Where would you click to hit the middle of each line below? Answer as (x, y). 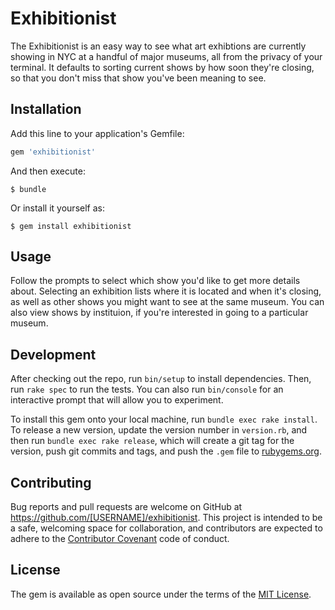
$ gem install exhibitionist (71, 226)
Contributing (51, 482)
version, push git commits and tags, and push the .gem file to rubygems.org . (166, 451)
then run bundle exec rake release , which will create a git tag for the (152, 441)
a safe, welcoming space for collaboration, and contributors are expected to (166, 528)
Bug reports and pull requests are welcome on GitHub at (126, 507)
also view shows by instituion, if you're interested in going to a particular (159, 313)
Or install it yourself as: (57, 208)
